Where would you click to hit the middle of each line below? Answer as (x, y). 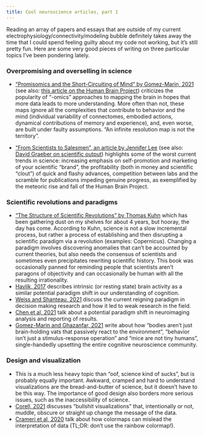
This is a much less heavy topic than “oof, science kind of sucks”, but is (105, 374)
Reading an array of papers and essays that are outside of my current (93, 29)
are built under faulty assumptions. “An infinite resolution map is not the (105, 129)
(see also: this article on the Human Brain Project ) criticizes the (94, 90)
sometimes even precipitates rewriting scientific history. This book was (104, 261)
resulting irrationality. (42, 280)
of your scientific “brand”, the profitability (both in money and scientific (104, 167)
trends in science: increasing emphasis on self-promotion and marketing (106, 160)
